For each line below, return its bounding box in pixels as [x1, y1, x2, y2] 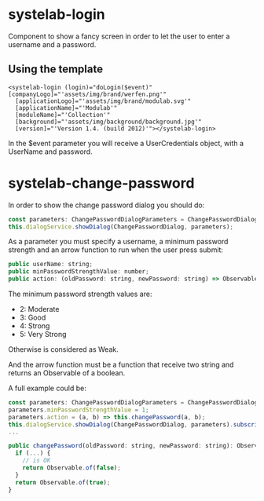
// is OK [22, 457, 51, 465]
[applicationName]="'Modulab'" [15, 104, 118, 112]
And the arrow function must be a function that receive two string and [8, 360, 234, 370]
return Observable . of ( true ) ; [15, 478, 111, 486]
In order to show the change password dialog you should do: [8, 200, 205, 210]
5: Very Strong [19, 330, 67, 339]
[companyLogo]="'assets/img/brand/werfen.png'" [8, 90, 167, 98]
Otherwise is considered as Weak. [8, 345, 119, 354]
